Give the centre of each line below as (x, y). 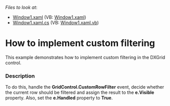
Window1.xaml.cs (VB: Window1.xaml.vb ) (56, 23)
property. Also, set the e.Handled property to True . (59, 98)
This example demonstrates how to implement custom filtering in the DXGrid (85, 57)
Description (20, 76)
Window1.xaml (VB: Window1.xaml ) (49, 17)
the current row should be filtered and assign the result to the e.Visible (80, 92)
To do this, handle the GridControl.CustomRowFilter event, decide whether (85, 87)
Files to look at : (21, 7)
